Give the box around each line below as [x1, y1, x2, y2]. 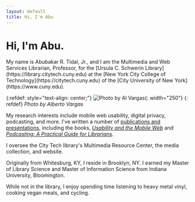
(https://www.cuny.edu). [6, 83, 65, 90]
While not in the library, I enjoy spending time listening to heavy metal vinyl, [6, 183, 187, 190]
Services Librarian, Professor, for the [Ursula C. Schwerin [6, 65, 144, 72]
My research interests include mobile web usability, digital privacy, [6, 112, 166, 119]
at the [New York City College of [88, 71, 166, 78]
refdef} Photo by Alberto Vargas [6, 100, 83, 108]
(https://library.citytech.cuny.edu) [6, 71, 87, 78]
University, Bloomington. [6, 172, 65, 179]
